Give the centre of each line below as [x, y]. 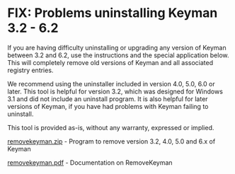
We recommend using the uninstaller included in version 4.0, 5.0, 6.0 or [111, 83]
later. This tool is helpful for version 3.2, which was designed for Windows [115, 91]
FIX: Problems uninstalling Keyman [113, 13]
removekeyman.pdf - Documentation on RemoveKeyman [90, 162]
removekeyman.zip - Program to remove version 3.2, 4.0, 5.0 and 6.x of [111, 141]
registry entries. [30, 70]
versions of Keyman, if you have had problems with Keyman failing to [108, 106]
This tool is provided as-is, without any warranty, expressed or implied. [111, 127]
